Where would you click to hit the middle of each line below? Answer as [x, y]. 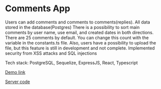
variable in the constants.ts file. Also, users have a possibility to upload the [80, 43]
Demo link [15, 72]
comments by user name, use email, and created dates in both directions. [79, 32]
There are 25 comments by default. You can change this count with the [77, 38]
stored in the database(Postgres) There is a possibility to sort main [72, 27]
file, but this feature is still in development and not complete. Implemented [80, 48]
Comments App [38, 9]
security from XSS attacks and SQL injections [51, 53]
